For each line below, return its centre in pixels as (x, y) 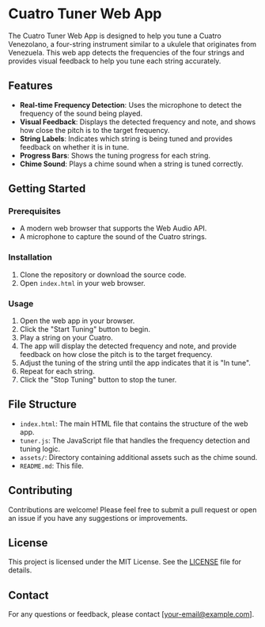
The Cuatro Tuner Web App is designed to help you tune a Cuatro (115, 36)
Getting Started (47, 189)
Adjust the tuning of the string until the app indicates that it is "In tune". (135, 363)
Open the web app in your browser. (77, 321)
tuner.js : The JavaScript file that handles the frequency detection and (135, 440)
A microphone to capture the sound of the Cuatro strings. (113, 237)
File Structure (42, 405)
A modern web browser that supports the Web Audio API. (113, 228)
